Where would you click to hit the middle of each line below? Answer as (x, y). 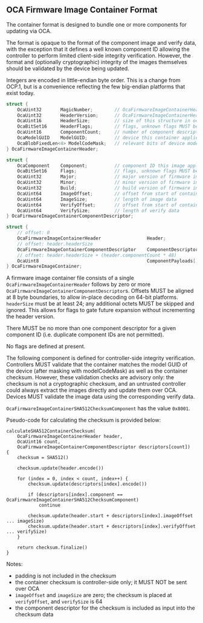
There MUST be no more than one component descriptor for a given (91, 328)
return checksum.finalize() (52, 548)
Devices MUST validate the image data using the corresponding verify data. (101, 397)
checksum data (34, 615)
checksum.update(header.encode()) (60, 468)
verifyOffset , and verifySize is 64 (59, 602)
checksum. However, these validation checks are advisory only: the (90, 377)
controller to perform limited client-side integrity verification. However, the (99, 55)
